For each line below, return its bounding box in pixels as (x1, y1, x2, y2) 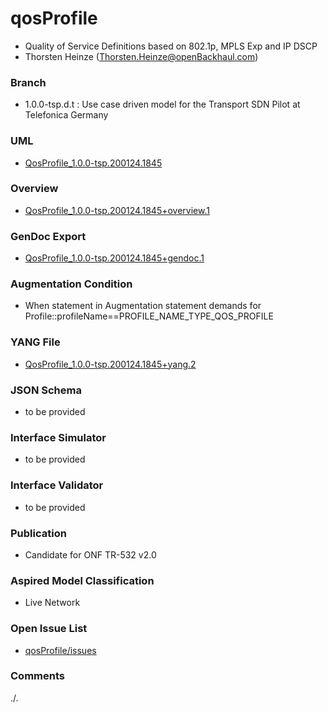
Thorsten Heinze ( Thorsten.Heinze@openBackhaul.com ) (24, 50, 259, 62)
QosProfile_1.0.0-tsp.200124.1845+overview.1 (24, 204, 210, 216)
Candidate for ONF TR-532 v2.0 (24, 548, 157, 561)
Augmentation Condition (10, 277, 133, 291)
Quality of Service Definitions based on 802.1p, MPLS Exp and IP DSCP (24, 40, 318, 52)
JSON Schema (10, 383, 82, 397)
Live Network (24, 597, 81, 609)
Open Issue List (10, 622, 88, 636)
